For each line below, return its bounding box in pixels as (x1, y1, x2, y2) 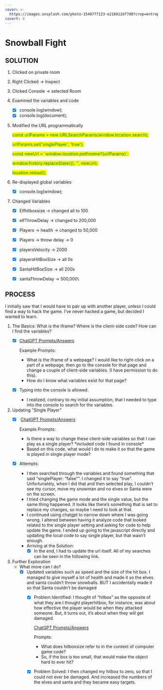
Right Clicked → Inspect (12, 79, 60, 85)
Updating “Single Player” (12, 407, 62, 413)
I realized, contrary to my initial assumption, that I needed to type (26, 397, 157, 402)
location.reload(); (12, 169, 47, 175)
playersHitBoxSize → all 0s (19, 256, 73, 262)
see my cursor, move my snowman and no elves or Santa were (26, 486, 152, 492)
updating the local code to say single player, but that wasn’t (26, 533, 146, 539)
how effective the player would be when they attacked (33, 605, 143, 611)
